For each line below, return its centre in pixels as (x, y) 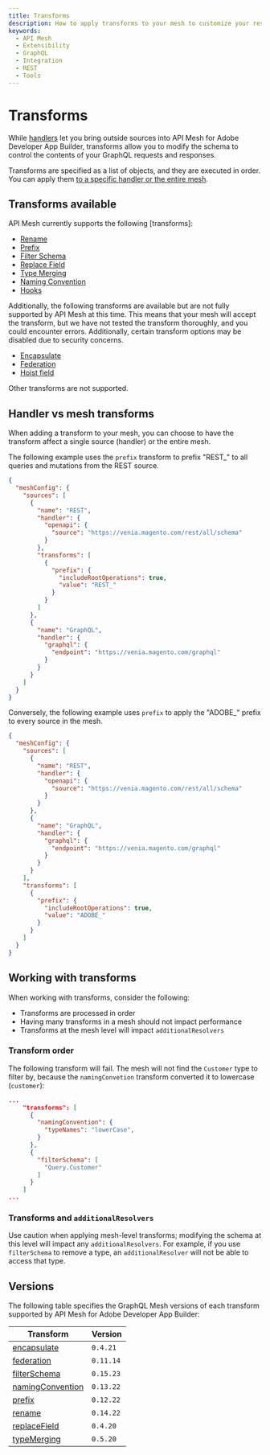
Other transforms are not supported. (68, 388)
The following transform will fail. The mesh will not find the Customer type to (133, 1068)
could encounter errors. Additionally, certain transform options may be (125, 331)
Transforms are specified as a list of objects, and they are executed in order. (135, 171)
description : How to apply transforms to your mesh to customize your (129, 23)
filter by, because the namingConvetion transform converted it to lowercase (131, 1077)
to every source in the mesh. (55, 721)
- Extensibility (43, 46)
